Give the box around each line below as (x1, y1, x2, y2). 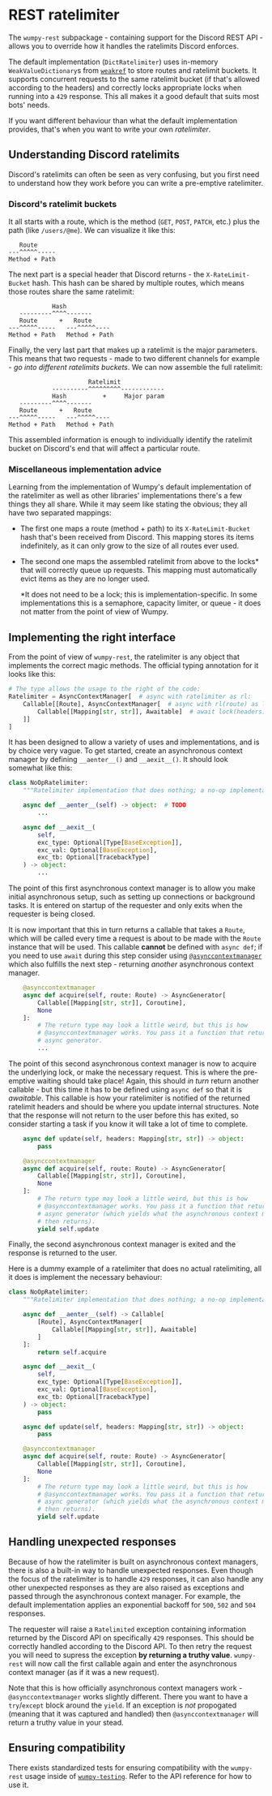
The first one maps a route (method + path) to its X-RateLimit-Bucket (19, 523, 251, 533)
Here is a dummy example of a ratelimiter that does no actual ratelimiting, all (8, 1264, 261, 1273)
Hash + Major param (51, 392, 164, 401)
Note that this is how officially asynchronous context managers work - (8, 1682, 243, 1693)
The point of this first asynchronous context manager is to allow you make (8, 883, 256, 894)
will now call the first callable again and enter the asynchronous (24, 1658, 237, 1669)
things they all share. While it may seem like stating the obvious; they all (8, 499, 249, 509)
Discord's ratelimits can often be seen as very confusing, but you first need (8, 169, 260, 179)
